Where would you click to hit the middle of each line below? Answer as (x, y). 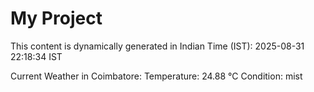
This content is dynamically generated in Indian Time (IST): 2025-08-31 (157, 46)
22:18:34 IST (36, 56)
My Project (56, 18)
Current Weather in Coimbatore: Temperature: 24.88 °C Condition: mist (156, 76)
